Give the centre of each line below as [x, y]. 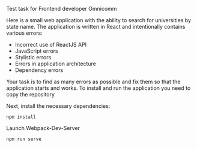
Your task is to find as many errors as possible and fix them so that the [93, 81]
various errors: [25, 33]
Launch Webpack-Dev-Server [43, 128]
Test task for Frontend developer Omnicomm [62, 9]
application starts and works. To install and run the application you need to [98, 88]
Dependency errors [39, 70]
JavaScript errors [36, 51]
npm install [21, 117]
